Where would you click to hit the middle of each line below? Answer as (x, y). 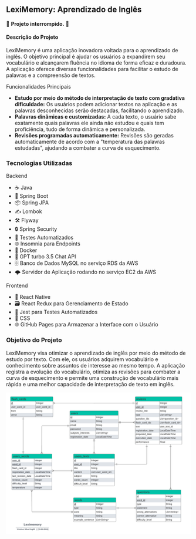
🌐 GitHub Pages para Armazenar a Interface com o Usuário (86, 325)
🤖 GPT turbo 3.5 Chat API (45, 257)
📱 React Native (33, 297)
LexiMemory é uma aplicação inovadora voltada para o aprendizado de (92, 50)
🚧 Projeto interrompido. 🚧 (38, 23)
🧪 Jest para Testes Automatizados (56, 312)
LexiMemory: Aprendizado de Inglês (74, 10)
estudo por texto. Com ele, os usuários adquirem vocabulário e (82, 359)
